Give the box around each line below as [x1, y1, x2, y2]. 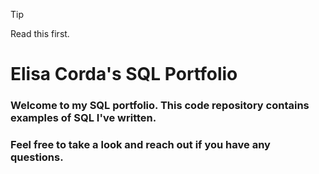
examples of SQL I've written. [10, 111, 157, 125]
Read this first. [10, 28, 70, 39]
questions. [10, 150, 64, 164]
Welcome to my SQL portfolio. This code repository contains [10, 99, 310, 113]
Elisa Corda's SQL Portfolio [10, 63, 238, 86]
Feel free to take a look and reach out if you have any [10, 138, 271, 152]
